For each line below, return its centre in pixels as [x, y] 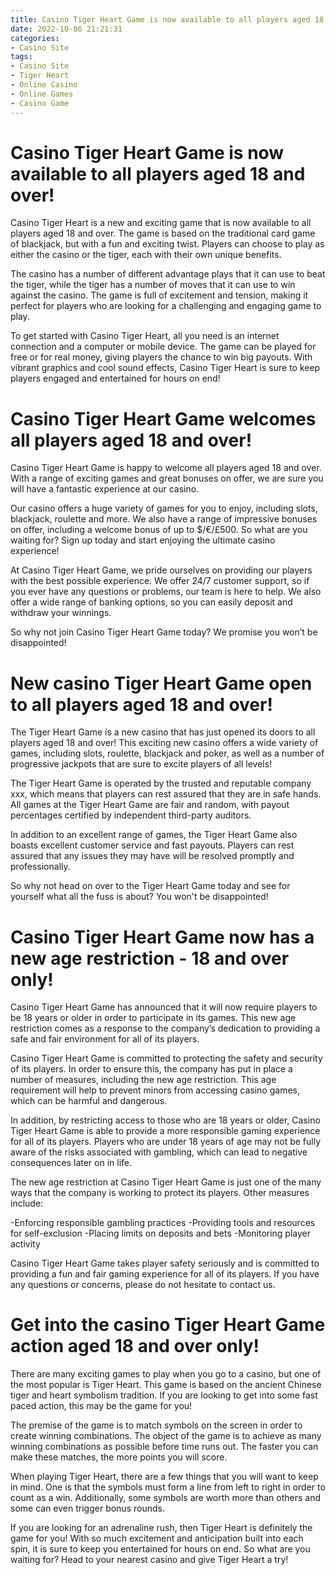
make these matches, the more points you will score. [119, 1457]
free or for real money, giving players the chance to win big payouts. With [161, 357]
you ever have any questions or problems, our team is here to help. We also [166, 592]
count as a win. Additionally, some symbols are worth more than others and [165, 1498]
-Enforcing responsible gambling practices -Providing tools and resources [163, 1223]
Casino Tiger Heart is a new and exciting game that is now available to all [161, 223]
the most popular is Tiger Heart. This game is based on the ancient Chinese [166, 1385]
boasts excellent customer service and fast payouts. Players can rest [152, 845]
